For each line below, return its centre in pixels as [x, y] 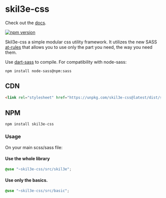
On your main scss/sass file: [34, 147]
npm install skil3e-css [30, 124]
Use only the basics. [26, 180]
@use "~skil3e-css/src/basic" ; [37, 191]
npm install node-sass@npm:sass [38, 71]
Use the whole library [28, 158]
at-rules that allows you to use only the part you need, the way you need [79, 47]
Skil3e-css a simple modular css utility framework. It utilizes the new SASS [81, 42]
